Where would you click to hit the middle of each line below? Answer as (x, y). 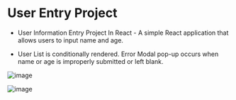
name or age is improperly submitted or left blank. (91, 61)
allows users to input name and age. (71, 40)
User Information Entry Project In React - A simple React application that (123, 33)
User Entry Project (62, 13)
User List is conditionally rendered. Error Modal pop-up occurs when (118, 54)
